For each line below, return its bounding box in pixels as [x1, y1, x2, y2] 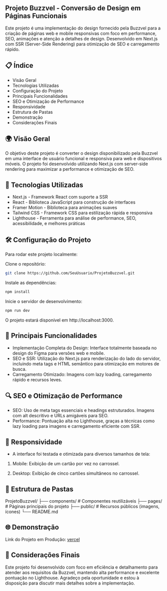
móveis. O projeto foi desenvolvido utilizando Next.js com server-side [5, 161, 148, 167]
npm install [5, 289, 30, 294]
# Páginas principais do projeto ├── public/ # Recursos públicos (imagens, [5, 503, 160, 509]
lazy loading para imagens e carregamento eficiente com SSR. [12, 423, 141, 429]
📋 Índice [5, 61, 33, 70]
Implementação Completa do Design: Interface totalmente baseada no [12, 344, 157, 351]
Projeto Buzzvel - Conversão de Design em [5, 4, 141, 12]
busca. [12, 366, 27, 372]
